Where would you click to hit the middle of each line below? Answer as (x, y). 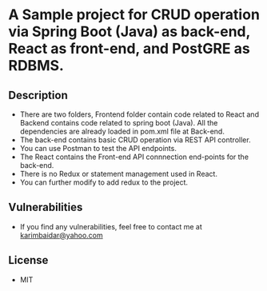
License (28, 260)
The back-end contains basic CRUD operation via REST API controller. (135, 140)
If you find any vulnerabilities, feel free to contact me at (111, 226)
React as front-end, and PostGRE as (129, 49)
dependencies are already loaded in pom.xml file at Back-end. (122, 131)
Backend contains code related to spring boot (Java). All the (119, 123)
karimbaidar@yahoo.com (62, 235)
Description (38, 95)
